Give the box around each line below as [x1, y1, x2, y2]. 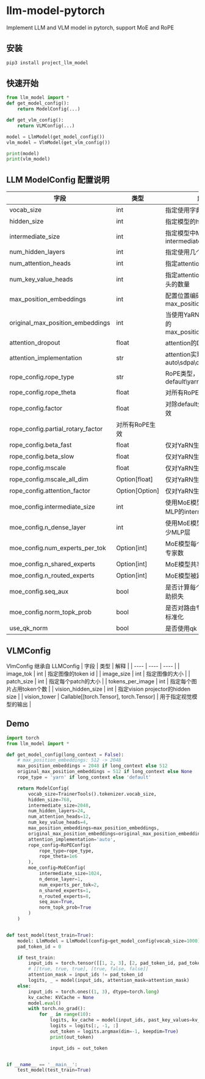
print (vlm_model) [6, 156, 51, 162]
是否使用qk [165, 624, 197, 633]
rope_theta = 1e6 [38, 853, 78, 860]
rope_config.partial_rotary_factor [9, 425, 103, 434]
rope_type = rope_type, [38, 848, 95, 854]
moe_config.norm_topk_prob [9, 608, 92, 617]
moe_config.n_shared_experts [9, 560, 96, 569]
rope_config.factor [9, 404, 63, 413]
